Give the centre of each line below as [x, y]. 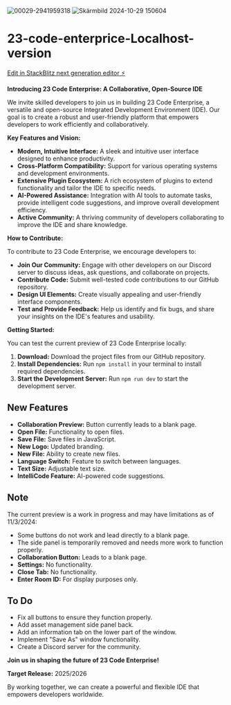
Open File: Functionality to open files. [71, 432]
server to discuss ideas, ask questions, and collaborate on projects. [113, 272]
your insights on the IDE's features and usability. [86, 316]
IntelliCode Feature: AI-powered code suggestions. [91, 476]
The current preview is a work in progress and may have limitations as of [111, 514]
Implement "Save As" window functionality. [78, 639]
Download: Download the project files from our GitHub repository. [111, 356]
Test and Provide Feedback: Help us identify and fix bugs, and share [115, 309]
